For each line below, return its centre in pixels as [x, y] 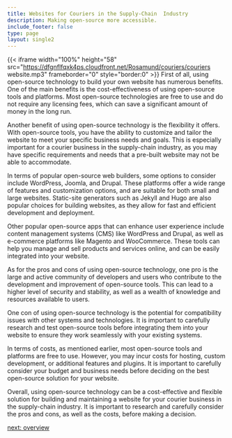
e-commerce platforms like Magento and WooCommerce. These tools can [114, 241]
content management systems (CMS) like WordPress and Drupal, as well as [116, 234]
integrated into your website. [48, 256]
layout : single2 [31, 40]
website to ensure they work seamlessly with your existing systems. [105, 335]
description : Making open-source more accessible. [82, 20]
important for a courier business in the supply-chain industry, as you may [112, 147]
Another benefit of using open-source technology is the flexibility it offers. [114, 125]
